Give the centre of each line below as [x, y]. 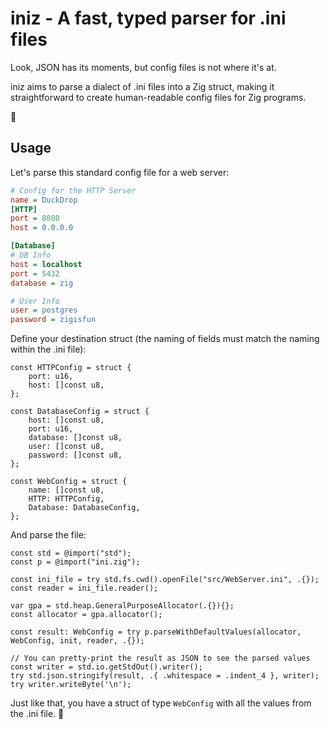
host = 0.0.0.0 [42, 228]
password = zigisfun [53, 320]
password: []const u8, [75, 455]
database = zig [42, 283]
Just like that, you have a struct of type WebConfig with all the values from [161, 703]
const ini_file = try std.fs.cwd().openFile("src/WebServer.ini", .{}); [165, 580]
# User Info [35, 301]
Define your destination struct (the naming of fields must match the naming [165, 339]
